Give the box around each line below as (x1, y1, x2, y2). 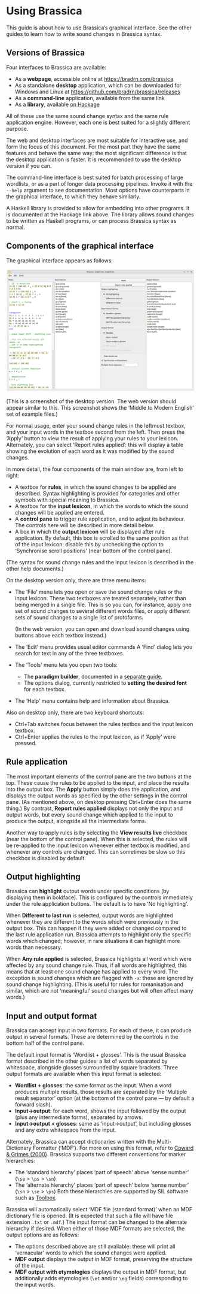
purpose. (6, 125, 29, 132)
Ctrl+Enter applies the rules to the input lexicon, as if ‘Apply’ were (14, 733, 176, 740)
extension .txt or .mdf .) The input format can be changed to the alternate (6, 1219, 187, 1226)
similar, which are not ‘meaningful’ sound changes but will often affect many (6, 987, 193, 994)
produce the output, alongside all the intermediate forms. (6, 817, 146, 824)
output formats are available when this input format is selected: (6, 1071, 162, 1078)
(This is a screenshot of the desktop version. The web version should (6, 397, 177, 405)
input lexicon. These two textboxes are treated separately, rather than (14, 594, 187, 601)
